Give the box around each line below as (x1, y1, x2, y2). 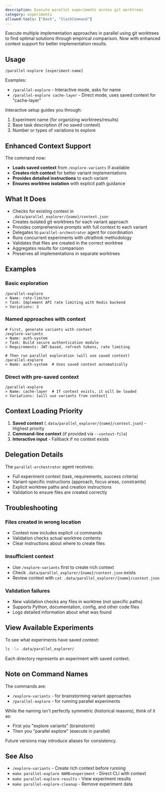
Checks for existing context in (12, 208, 74, 214)
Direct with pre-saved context (5, 373, 79, 380)
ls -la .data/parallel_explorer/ (5, 646, 75, 652)
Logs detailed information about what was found (12, 609, 112, 615)
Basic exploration (5, 280, 48, 287)
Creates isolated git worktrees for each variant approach (12, 219, 128, 225)
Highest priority (12, 425, 45, 431)
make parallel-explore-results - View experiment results (12, 776, 131, 782)
